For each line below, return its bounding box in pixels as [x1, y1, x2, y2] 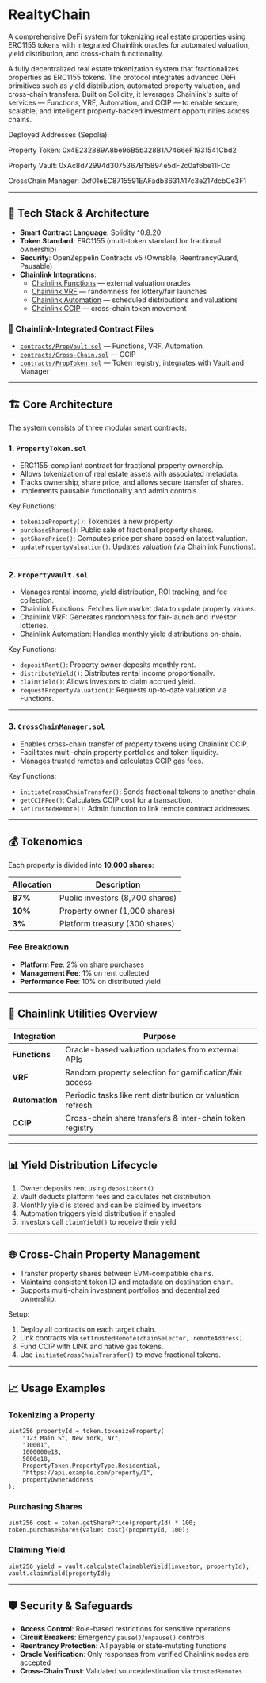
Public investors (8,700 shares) [59, 892, 177, 903]
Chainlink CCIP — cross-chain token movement [31, 303, 187, 312]
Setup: [8, 1309, 30, 1319]
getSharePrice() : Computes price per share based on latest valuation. [19, 534, 248, 543]
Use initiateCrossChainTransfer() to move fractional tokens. [19, 1350, 222, 1359]
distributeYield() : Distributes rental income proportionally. [19, 669, 215, 678]
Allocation [12, 879, 52, 890]
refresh [65, 1099, 93, 1110]
